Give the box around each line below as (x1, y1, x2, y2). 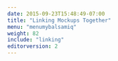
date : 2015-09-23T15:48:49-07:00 (7, 10, 105, 18)
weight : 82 (7, 29, 39, 37)
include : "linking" (7, 36, 65, 43)
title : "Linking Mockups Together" (7, 17, 112, 24)
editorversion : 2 (7, 43, 58, 50)
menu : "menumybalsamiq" (7, 23, 77, 30)
